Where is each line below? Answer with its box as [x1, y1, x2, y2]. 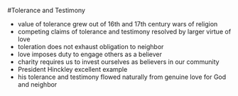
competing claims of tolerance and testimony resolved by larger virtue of [17, 28, 232, 36]
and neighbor [17, 80, 58, 88]
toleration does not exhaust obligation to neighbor [17, 43, 164, 50]
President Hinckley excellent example [17, 65, 128, 73]
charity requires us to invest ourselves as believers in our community [17, 58, 220, 66]
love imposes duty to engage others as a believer [17, 50, 162, 58]
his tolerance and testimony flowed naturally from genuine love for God [17, 73, 227, 81]
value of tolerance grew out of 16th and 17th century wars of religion [17, 20, 218, 28]
